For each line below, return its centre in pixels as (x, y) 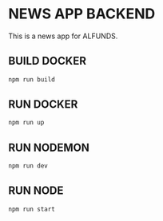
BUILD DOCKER (47, 61)
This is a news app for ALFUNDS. (63, 36)
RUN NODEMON (49, 147)
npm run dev (28, 166)
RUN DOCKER (43, 105)
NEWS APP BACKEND (82, 14)
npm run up (26, 123)
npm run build (32, 79)
